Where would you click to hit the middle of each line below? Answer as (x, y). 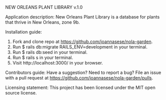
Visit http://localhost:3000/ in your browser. (58, 63)
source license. (21, 93)
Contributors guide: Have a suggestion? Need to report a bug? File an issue (83, 72)
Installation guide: (24, 32)
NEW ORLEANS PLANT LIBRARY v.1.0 (44, 7)
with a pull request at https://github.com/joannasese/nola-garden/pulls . (79, 78)
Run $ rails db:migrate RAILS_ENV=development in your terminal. (80, 47)
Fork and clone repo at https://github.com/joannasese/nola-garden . (82, 41)
